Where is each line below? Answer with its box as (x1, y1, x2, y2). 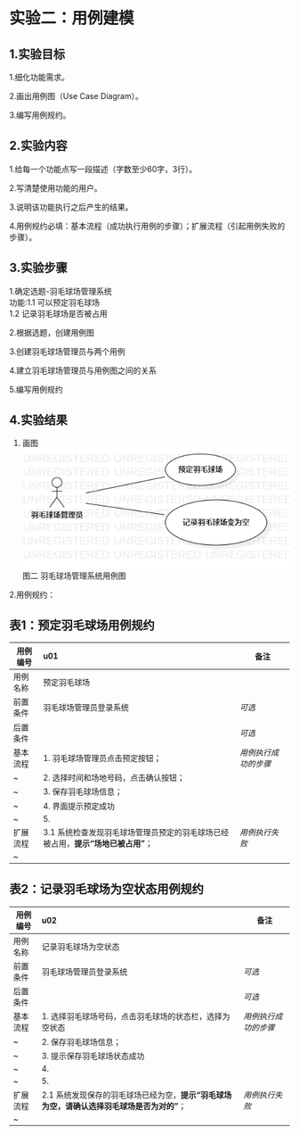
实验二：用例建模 (9, 8, 135, 29)
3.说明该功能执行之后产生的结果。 (9, 202, 133, 212)
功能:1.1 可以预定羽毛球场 (9, 296, 101, 308)
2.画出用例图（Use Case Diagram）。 (9, 91, 144, 101)
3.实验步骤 (9, 261, 69, 276)
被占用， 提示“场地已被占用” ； (43, 838, 153, 849)
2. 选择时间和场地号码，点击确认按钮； (43, 773, 185, 783)
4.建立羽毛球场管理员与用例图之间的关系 (9, 365, 158, 376)
